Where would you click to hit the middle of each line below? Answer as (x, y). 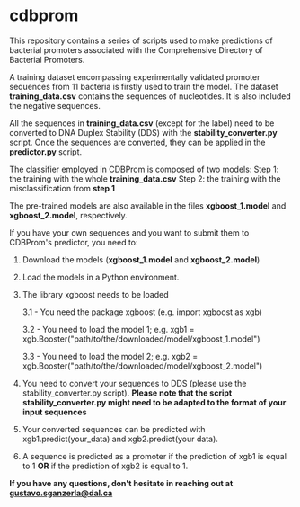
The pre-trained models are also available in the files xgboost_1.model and (148, 205)
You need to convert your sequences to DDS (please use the (134, 383)
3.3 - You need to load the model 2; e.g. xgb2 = (110, 356)
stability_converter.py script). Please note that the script (127, 393)
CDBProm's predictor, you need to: (74, 242)
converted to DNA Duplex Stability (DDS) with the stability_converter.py (143, 132)
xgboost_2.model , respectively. (68, 215)
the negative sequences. (55, 105)
